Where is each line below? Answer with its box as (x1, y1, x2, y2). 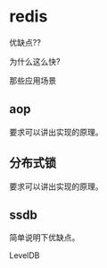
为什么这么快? (9, 56, 61, 66)
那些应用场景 (9, 74, 56, 86)
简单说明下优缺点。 (9, 232, 80, 243)
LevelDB (9, 250, 40, 261)
